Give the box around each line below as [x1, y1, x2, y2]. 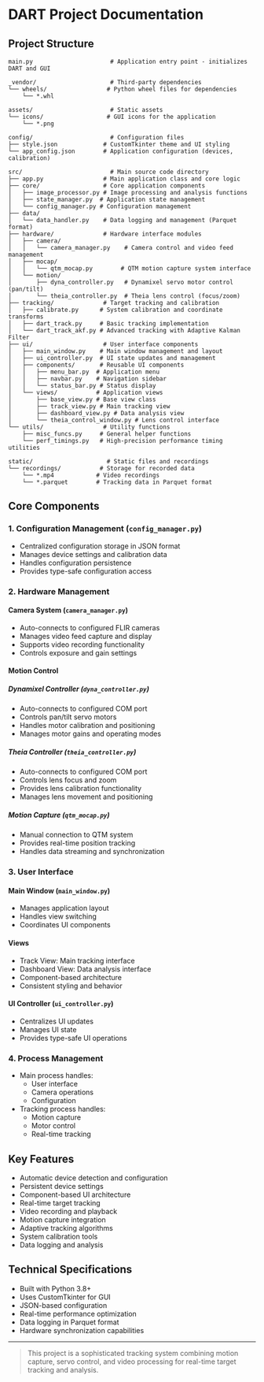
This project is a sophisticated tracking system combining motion [27, 1348, 239, 1358]
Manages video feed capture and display [19, 631, 152, 641]
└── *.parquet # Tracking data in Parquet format [22, 478, 213, 486]
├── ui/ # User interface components [8, 340, 199, 348]
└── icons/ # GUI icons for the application [8, 113, 216, 121]
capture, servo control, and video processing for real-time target [27, 1357, 237, 1366]
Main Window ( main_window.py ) [8, 886, 111, 895]
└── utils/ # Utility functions [8, 423, 170, 431]
